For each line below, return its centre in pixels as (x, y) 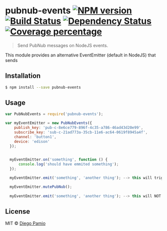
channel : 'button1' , (35, 137)
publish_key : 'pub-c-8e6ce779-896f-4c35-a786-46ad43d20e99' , (79, 128)
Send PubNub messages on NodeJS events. (63, 45)
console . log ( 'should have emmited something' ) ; (69, 164)
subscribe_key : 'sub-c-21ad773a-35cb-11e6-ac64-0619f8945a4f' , (81, 132)
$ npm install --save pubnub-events (43, 87)
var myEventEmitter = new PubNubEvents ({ (49, 123)
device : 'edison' (32, 141)
